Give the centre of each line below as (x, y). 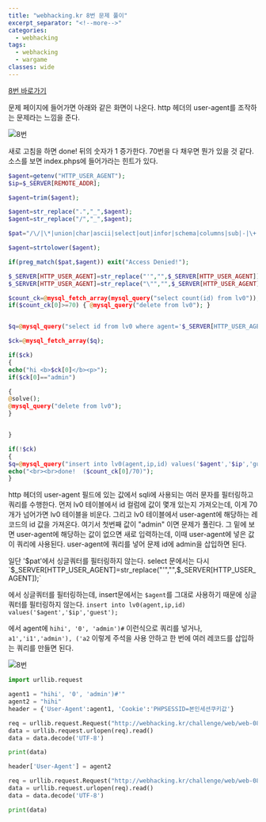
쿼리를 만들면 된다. (45, 648)
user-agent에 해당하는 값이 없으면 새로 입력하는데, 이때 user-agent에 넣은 (131, 535)
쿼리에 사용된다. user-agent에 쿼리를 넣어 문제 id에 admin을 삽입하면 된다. (131, 544)
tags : (17, 45)
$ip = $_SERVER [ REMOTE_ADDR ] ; (55, 183)
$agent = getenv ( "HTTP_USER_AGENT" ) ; (67, 176)
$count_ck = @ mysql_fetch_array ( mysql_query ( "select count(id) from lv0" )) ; (134, 298)
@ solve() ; (25, 399)
